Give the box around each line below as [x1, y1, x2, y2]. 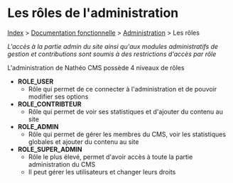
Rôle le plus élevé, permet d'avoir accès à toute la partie [28, 152, 193, 161]
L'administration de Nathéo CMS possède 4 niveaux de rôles [7, 63, 185, 72]
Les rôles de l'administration [7, 5, 179, 21]
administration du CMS [28, 160, 96, 168]
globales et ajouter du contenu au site [28, 137, 139, 146]
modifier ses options [28, 92, 89, 101]
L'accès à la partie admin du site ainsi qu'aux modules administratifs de [7, 42, 219, 50]
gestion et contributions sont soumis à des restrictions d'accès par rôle [7, 50, 217, 58]
